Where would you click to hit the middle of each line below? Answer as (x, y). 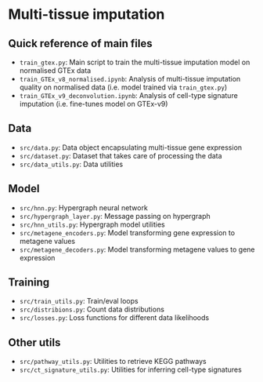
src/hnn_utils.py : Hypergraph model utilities (92, 224)
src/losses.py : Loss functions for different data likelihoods (114, 318)
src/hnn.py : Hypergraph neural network (84, 207)
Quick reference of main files (80, 44)
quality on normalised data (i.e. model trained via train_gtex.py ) (123, 87)
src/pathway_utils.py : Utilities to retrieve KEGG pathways (113, 362)
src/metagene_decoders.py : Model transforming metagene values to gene (137, 249)
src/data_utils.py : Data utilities (71, 164)
